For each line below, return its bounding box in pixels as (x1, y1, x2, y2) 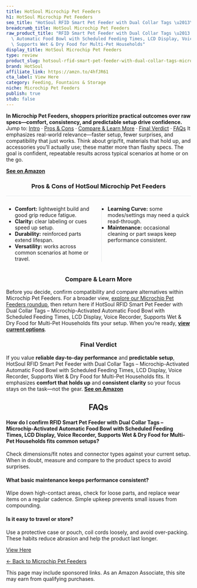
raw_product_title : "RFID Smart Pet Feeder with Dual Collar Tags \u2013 (6, 31, 191, 36)
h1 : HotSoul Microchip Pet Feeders (6, 14, 93, 20)
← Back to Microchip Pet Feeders (6, 557, 87, 564)
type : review (6, 52, 38, 58)
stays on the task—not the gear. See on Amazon (6, 385, 124, 392)
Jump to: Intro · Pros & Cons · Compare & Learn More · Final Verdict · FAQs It (6, 125, 191, 132)
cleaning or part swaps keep (107, 230, 177, 237)
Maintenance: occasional (107, 224, 170, 231)
